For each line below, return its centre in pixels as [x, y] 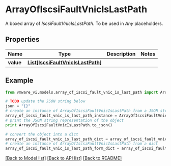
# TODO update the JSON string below [45, 101]
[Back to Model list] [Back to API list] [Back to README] [64, 158]
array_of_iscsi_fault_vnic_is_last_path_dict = [57, 139]
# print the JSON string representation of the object [65, 120]
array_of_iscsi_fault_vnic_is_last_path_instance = [61, 116]
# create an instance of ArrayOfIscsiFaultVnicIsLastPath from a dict [82, 144]
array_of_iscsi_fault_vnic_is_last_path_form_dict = [62, 149]
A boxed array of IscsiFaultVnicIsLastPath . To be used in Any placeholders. [84, 23]
